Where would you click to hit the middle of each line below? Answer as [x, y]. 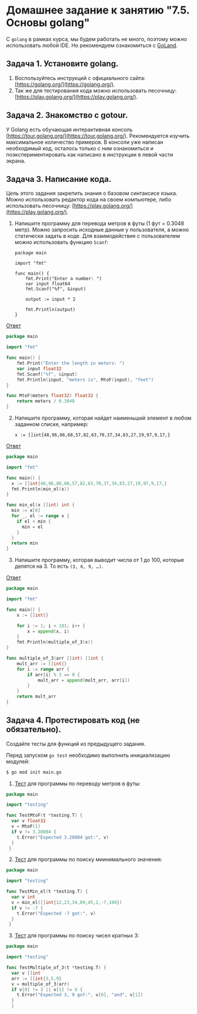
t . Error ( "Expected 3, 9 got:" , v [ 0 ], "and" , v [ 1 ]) [80, 995]
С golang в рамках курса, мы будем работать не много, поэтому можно [96, 39]
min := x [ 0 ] [26, 511]
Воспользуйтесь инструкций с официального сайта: [80, 78]
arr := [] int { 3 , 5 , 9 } [36, 978]
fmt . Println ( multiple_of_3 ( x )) [55, 642]
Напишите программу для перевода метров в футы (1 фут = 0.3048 [99, 224]
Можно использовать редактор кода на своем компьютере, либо [89, 200]
